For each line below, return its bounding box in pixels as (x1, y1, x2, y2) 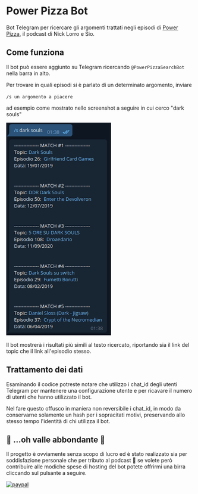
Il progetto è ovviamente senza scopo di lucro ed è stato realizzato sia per (6, 450, 187, 458)
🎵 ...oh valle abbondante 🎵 (6, 434, 106, 445)
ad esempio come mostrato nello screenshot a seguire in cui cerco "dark (6, 104, 184, 111)
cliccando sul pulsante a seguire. (6, 470, 87, 477)
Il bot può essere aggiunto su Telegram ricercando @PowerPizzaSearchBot (6, 63, 185, 70)
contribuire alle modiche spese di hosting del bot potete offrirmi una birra (6, 463, 186, 470)
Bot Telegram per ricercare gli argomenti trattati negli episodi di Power (6, 24, 178, 31)
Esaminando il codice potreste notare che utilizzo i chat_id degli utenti (6, 380, 177, 388)
